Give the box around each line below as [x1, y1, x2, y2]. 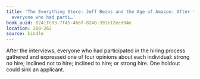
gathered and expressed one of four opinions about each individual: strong [6, 53, 190, 61]
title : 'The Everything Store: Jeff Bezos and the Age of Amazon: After [6, 8, 190, 15]
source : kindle [6, 31, 44, 37]
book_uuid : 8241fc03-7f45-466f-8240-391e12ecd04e [6, 20, 132, 26]
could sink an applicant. [6, 66, 64, 73]
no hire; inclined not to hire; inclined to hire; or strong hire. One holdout [6, 60, 180, 67]
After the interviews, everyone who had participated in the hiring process [6, 47, 186, 54]
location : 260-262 [6, 25, 52, 31]
